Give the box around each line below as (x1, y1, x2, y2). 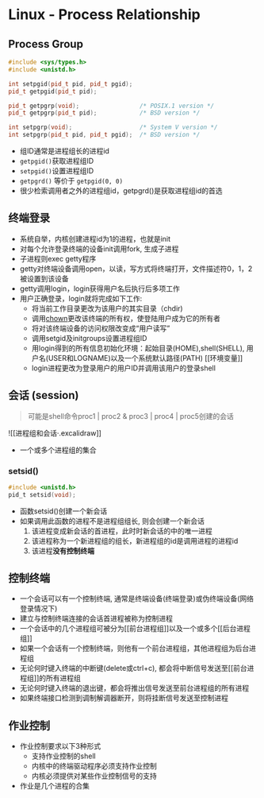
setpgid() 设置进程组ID (19, 166, 94, 176)
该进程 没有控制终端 (31, 546, 95, 556)
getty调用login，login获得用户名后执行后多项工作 (19, 284, 180, 293)
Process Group (8, 37, 83, 51)
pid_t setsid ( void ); (8, 490, 77, 498)
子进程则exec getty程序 (19, 254, 97, 263)
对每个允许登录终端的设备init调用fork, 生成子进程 (19, 244, 179, 254)
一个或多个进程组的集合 (19, 445, 97, 455)
